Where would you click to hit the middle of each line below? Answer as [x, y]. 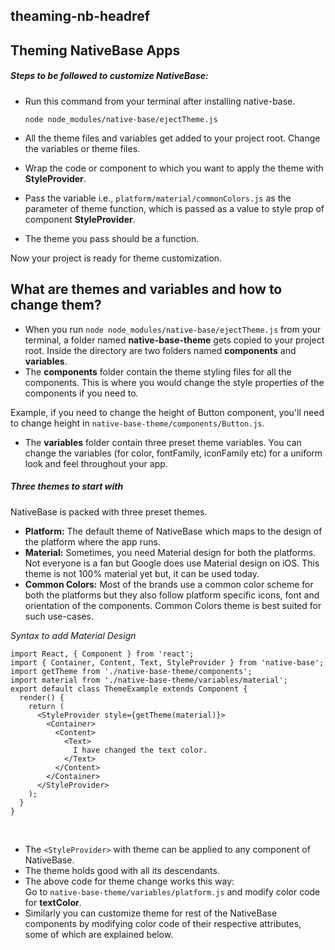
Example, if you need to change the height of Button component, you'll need [167, 412]
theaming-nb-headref [80, 16]
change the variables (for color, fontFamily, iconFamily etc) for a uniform [173, 453]
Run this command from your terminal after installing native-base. [160, 101]
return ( [46, 706]
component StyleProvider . [80, 219]
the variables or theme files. [82, 148]
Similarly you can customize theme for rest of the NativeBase [151, 913]
